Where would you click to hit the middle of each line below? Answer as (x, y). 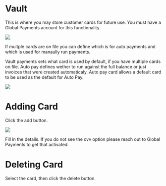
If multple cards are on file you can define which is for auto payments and (81, 46)
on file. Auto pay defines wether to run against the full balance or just (76, 66)
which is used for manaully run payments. (48, 52)
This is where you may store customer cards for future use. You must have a (83, 22)
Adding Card (32, 107)
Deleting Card (34, 165)
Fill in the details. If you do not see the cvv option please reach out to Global (83, 139)
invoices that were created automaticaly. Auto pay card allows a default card (83, 72)
